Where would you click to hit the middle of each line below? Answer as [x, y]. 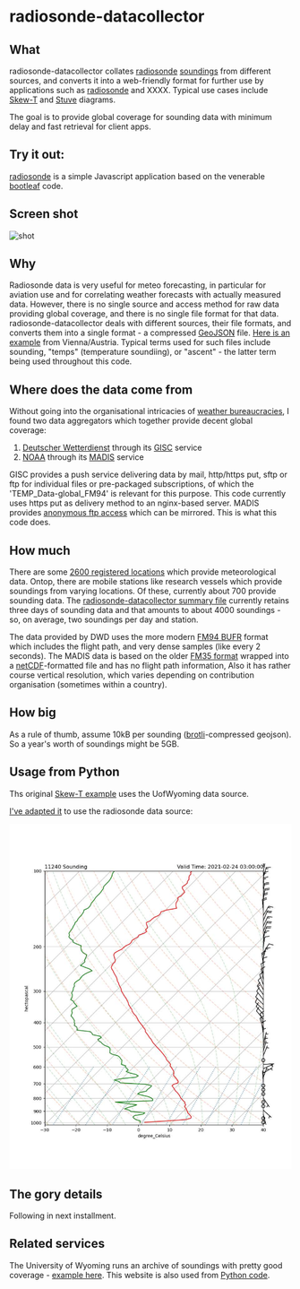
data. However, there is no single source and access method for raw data [144, 304]
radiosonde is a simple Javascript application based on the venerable [137, 176]
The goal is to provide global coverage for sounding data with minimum [141, 117]
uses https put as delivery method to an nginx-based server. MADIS [134, 503]
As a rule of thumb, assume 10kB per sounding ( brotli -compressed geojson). [150, 734]
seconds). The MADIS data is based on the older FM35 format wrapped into [149, 656]
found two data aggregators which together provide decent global [131, 421]
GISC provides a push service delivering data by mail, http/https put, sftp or [149, 475]
